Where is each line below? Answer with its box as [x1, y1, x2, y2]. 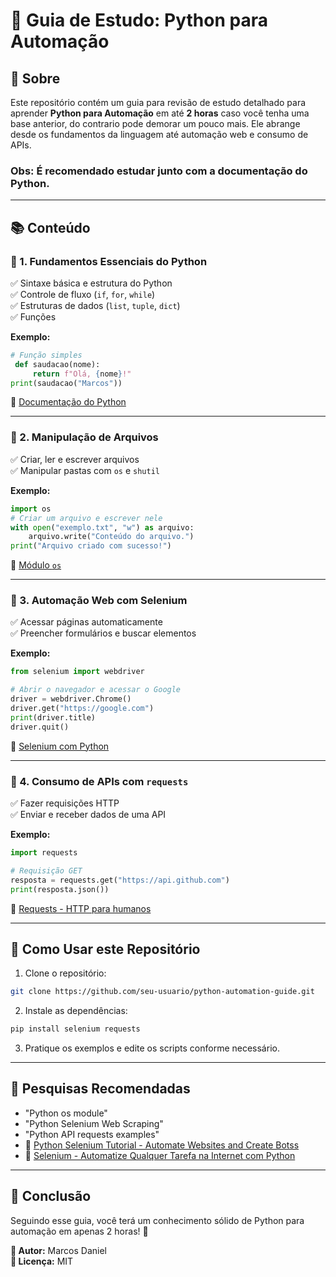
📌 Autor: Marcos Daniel [10, 1244, 108, 1256]
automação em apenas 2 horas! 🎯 [10, 1225, 149, 1237]
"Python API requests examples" [24, 1128, 160, 1140]
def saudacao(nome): [14, 359, 101, 369]
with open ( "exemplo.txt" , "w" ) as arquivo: [10, 522, 195, 533]
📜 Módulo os [10, 559, 62, 571]
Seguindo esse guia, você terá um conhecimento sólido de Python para [10, 1214, 305, 1226]
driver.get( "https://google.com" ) [10, 704, 155, 714]
